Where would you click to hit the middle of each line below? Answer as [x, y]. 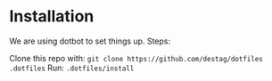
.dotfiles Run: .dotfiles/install [72, 68]
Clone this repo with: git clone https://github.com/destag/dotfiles [136, 58]
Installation [52, 16]
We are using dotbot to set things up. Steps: [90, 41]
